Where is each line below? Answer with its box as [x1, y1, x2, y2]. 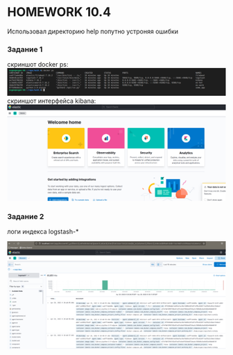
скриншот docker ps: [7, 60, 69, 69]
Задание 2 [7, 212, 44, 222]
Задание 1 [7, 44, 43, 54]
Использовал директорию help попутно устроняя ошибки [7, 27, 179, 35]
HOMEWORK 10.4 [7, 4, 112, 20]
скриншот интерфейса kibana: [7, 97, 96, 105]
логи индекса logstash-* [7, 227, 79, 236]
